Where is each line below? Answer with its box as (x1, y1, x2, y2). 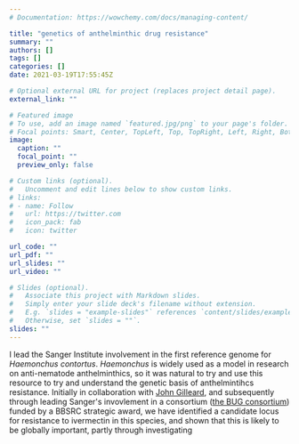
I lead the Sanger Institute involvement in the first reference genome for (9, 349, 271, 359)
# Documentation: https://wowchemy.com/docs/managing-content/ (9, 12, 249, 22)
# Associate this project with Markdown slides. (9, 291, 201, 301)
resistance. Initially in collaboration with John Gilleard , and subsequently (9, 386, 275, 397)
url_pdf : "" (9, 250, 53, 259)
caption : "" (17, 144, 62, 153)
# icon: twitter (9, 226, 77, 236)
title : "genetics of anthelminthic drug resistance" (9, 28, 209, 38)
